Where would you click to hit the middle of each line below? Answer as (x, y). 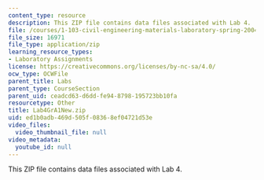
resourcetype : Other (42, 103)
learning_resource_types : (50, 52)
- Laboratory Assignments (50, 60)
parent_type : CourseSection (54, 88)
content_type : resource (47, 15)
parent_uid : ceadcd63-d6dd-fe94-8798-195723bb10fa (93, 96)
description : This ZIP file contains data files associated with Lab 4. (130, 23)
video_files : (29, 125)
